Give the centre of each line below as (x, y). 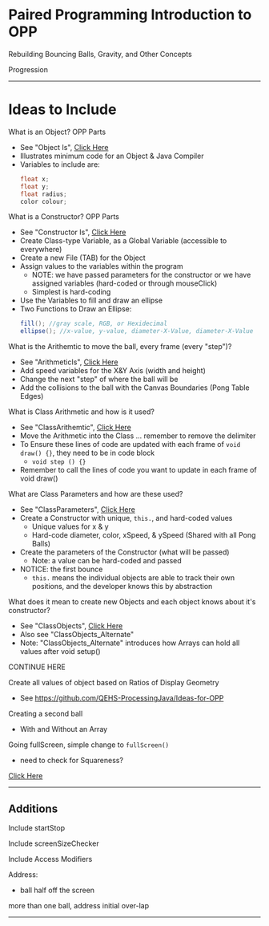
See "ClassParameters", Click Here (78, 510)
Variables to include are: (60, 164)
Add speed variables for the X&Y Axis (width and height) (112, 371)
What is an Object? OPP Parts (57, 132)
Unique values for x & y (70, 526)
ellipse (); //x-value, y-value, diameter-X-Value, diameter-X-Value (137, 331)
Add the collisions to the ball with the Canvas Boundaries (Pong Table (134, 388)
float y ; (34, 186)
